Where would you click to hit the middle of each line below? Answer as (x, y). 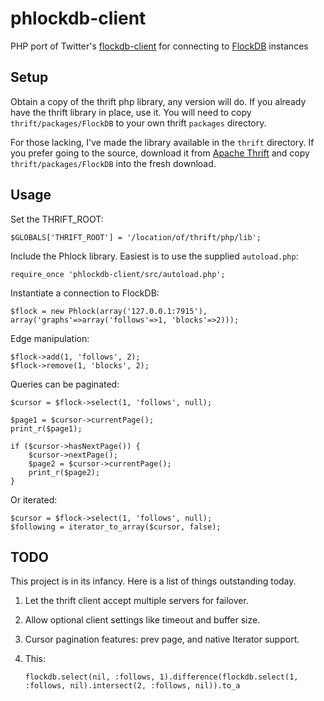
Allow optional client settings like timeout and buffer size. (142, 620)
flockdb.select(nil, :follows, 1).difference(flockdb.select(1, (161, 677)
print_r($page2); (64, 472)
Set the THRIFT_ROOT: (57, 219)
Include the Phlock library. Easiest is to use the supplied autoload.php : (154, 256)
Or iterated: (34, 499)
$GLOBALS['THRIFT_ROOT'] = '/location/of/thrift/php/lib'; (136, 237)
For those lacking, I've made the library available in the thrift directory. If (162, 142)
